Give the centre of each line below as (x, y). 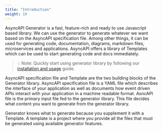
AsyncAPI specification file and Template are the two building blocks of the (81, 78)
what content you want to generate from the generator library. (67, 104)
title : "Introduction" (28, 9)
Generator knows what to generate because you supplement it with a (74, 113)
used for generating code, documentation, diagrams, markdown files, (75, 43)
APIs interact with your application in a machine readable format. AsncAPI (79, 93)
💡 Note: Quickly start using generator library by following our (78, 63)
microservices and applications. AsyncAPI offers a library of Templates (76, 49)
